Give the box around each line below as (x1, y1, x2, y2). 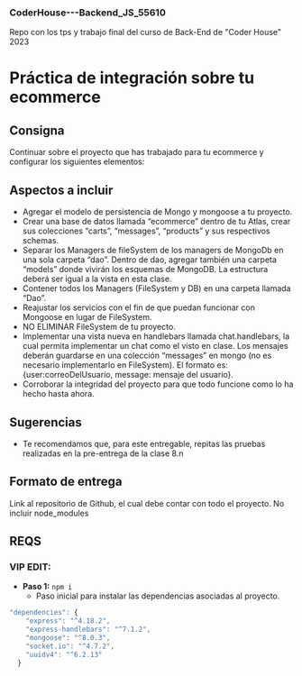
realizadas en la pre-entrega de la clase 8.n (22, 448, 184, 459)
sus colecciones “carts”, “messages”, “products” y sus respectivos (22, 225, 270, 236)
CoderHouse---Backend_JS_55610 (9, 6, 167, 19)
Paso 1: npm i (22, 581, 73, 592)
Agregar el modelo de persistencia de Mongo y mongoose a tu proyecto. (22, 206, 293, 217)
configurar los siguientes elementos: (9, 156, 145, 168)
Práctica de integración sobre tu (9, 68, 255, 88)
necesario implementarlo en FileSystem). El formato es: (22, 360, 228, 370)
